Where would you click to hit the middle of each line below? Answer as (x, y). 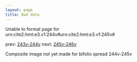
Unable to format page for (32, 29)
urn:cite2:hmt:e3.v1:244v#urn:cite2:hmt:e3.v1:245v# (60, 34)
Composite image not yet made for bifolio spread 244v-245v (69, 54)
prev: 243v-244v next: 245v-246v (41, 44)
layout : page (19, 10)
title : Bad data (22, 15)
